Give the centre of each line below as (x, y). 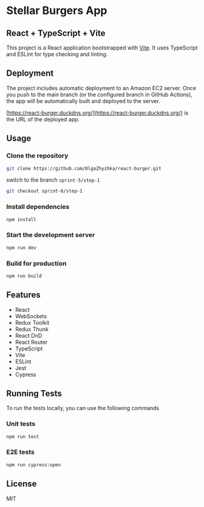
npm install (21, 219)
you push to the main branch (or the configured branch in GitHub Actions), (99, 94)
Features (23, 295)
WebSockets (31, 316)
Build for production (36, 263)
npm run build (24, 276)
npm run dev (21, 247)
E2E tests (20, 452)
